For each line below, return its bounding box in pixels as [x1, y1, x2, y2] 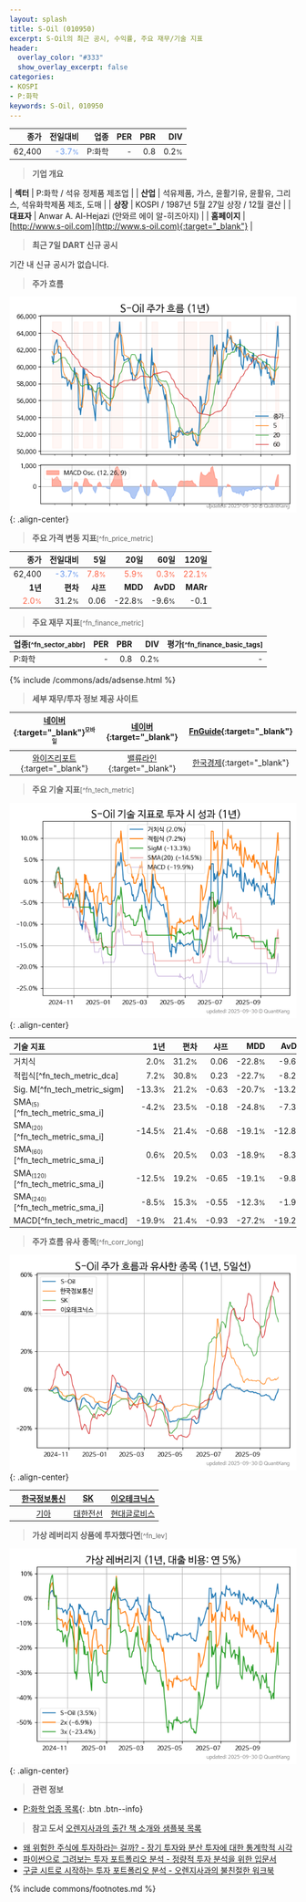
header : [9, 44, 39, 53]
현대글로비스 [110, 1508, 156, 1519]
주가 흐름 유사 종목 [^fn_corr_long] [31, 1236, 144, 1247]
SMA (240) [13, 1191, 47, 1203]
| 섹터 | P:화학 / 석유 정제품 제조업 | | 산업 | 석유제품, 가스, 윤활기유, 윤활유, [9, 187, 275, 198]
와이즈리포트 [32, 753, 77, 764]
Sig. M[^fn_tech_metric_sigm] [13, 1084, 125, 1095]
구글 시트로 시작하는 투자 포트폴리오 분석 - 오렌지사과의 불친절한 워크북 [22, 1866, 275, 1876]
